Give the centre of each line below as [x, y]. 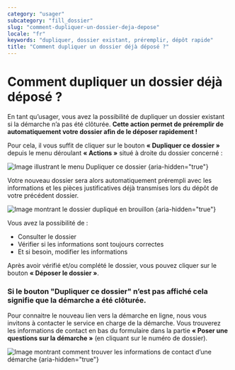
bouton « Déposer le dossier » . [53, 273]
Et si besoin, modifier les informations [73, 252]
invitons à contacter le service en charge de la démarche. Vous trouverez [114, 323]
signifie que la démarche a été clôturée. [77, 300]
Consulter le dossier [47, 236]
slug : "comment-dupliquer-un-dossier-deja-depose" [84, 27]
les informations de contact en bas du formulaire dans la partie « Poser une [118, 331]
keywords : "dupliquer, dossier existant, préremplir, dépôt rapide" [110, 40]
